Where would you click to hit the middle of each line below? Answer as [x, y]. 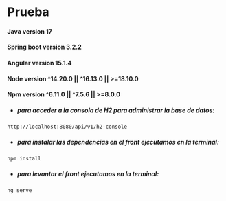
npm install [24, 159]
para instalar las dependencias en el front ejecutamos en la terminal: [118, 142]
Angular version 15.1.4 [39, 63]
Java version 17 [30, 31]
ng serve [20, 191]
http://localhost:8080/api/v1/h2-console [67, 127]
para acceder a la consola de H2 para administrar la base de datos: [116, 110]
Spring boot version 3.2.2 [45, 47]
